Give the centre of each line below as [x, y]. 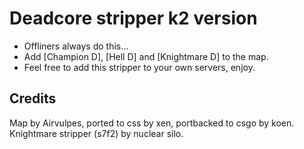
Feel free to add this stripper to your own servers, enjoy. [139, 67]
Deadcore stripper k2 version [133, 18]
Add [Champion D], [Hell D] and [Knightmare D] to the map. [146, 56]
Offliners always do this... [76, 46]
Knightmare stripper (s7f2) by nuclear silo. [96, 133]
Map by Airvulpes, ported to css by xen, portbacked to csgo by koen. [152, 123]
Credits [33, 98]
